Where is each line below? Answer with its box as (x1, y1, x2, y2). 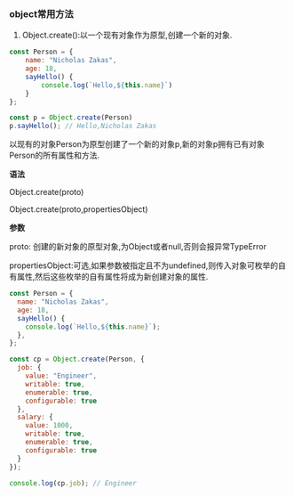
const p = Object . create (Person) (9, 113, 133, 122)
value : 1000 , (25, 421, 74, 430)
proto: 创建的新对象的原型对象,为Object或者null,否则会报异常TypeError (9, 241, 266, 252)
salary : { (17, 412, 53, 422)
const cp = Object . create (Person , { (9, 354, 145, 364)
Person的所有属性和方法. (9, 150, 100, 161)
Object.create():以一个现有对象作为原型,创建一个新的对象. (21, 29, 233, 41)
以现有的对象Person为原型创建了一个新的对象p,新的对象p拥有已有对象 (9, 139, 265, 150)
